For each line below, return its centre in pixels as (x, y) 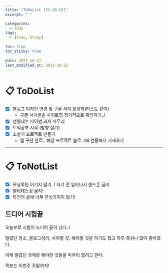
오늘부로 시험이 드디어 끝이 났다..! (38, 227)
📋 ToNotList (31, 166)
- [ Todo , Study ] (26, 38)
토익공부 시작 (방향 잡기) (36, 128)
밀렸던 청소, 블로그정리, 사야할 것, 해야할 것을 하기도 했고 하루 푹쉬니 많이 (76, 238)
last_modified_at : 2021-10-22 (37, 65)
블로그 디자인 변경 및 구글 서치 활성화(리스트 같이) (61, 109)
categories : (17, 24)
